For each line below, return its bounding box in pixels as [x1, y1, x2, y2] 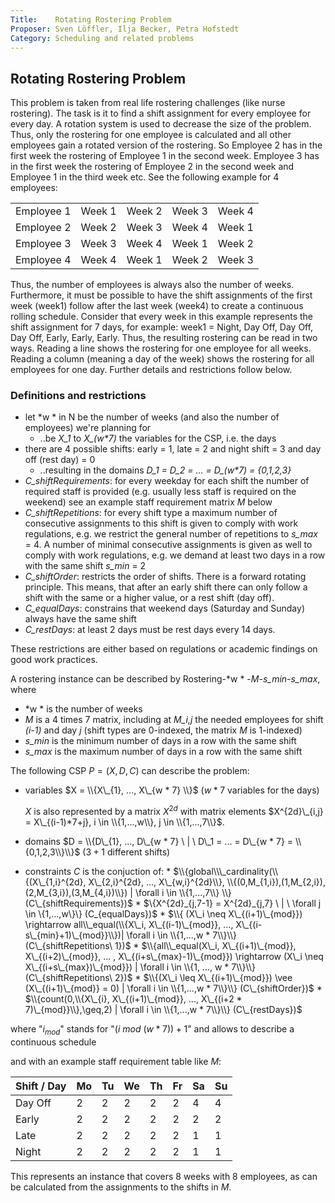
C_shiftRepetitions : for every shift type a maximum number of [24, 507, 278, 519]
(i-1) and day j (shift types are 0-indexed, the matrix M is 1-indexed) [24, 724, 303, 736]
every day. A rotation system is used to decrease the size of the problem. [10, 118, 312, 130]
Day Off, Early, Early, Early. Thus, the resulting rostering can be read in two [10, 332, 318, 344]
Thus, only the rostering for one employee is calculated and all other [10, 129, 292, 141]
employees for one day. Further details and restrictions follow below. [10, 364, 293, 376]
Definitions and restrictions [10, 389, 147, 403]
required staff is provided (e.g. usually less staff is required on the [24, 486, 297, 498]
